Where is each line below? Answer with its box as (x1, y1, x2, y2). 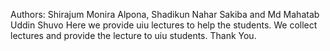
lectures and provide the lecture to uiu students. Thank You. (10, 30, 257, 41)
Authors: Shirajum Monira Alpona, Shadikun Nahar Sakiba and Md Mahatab (10, 9, 320, 20)
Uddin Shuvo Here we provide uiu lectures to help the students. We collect (10, 19, 318, 31)
